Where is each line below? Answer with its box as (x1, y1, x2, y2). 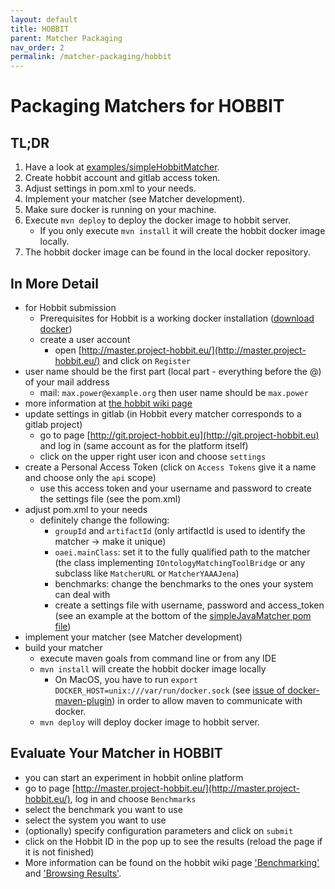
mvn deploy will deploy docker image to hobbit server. (39, 716, 260, 728)
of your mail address (24, 376, 110, 388)
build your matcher (24, 641, 103, 653)
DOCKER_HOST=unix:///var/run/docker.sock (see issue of (54, 684, 286, 696)
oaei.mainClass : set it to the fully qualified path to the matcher (54, 546, 311, 558)
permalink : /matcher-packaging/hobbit (10, 52, 172, 62)
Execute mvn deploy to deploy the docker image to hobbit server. (24, 214, 292, 226)
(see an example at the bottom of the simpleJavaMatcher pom (54, 609, 312, 621)
